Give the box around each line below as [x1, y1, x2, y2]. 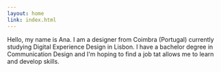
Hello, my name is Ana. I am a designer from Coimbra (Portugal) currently [7, 35, 214, 43]
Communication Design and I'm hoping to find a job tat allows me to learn [7, 49, 214, 58]
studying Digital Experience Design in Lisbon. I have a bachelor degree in [7, 43, 213, 51]
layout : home [7, 10, 44, 17]
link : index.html [7, 16, 57, 23]
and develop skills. [7, 57, 60, 65]
